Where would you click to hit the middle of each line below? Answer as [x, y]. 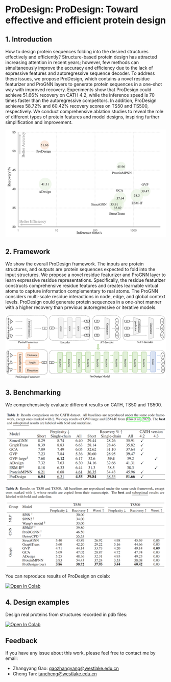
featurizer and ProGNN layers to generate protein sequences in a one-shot [84, 84]
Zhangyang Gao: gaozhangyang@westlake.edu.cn [66, 668]
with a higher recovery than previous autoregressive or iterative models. [81, 307]
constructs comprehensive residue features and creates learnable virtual [82, 286]
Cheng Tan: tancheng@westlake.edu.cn [55, 674]
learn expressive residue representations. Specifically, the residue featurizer [86, 280]
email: [12, 658]
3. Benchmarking [33, 392]
